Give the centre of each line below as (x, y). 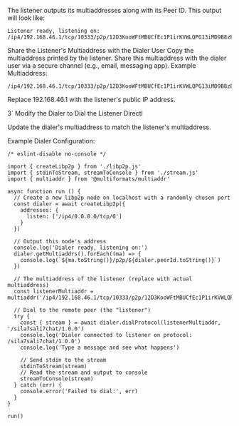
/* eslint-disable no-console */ (57, 154)
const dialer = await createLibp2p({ (70, 204)
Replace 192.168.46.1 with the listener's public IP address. (91, 100)
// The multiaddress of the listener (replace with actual (103, 279)
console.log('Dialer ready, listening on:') (81, 248)
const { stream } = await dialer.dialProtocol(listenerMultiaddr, (121, 323)
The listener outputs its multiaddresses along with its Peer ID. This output (115, 10)
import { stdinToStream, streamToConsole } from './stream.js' (103, 173)
